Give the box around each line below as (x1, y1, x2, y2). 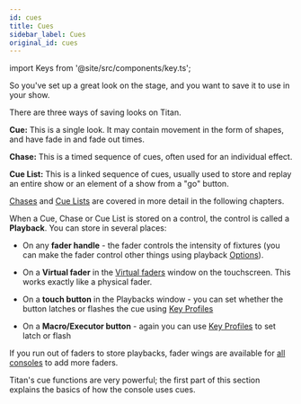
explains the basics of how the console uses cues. (9, 384, 196, 395)
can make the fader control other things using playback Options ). (22, 250, 264, 260)
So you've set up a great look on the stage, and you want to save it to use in (9, 80, 290, 91)
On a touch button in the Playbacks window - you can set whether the (22, 294, 284, 305)
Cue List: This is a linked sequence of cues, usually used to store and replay (9, 169, 292, 180)
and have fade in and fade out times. (9, 134, 146, 145)
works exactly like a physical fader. (22, 277, 153, 287)
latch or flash (22, 330, 72, 341)
